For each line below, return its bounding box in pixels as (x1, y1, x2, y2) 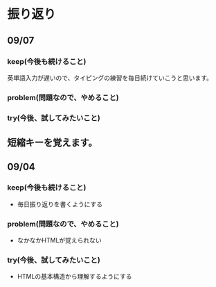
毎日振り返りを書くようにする (17, 199, 102, 208)
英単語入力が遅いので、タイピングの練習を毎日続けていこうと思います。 (7, 74, 213, 82)
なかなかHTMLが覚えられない (17, 236, 102, 245)
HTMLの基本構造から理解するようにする (17, 272, 132, 281)
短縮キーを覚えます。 (7, 137, 98, 149)
